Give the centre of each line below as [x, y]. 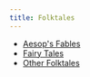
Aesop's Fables [51, 43]
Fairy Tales [43, 53]
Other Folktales [51, 63]
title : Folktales [42, 18]
